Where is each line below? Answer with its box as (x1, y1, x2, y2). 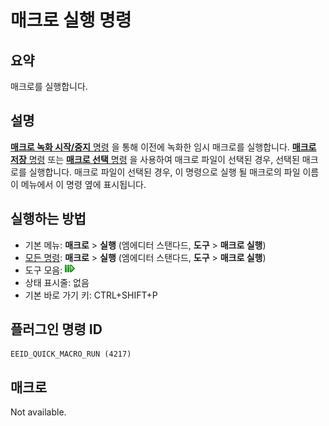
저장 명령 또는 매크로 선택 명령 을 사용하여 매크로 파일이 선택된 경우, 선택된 (10, 153, 300, 165)
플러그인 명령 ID (10, 321, 103, 338)
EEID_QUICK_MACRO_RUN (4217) (10, 349, 132, 360)
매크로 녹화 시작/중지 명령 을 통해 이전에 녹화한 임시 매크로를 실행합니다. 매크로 (10, 141, 317, 153)
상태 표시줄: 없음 (24, 276, 90, 288)
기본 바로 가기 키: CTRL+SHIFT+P (24, 289, 158, 301)
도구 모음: (24, 264, 63, 276)
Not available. (10, 406, 67, 418)
